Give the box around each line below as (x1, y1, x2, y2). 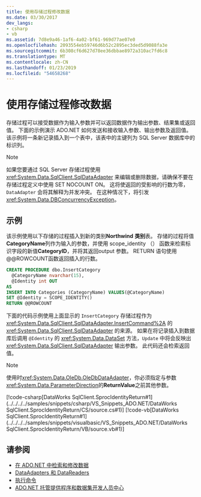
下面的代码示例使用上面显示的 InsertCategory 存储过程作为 (6, 312, 152, 319)
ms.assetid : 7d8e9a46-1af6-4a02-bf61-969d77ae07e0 (6, 37, 136, 43)
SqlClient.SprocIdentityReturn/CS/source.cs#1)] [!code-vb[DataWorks (6, 406, 179, 413)
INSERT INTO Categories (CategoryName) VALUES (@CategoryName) (6, 289, 165, 295)
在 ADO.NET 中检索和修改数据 (14, 461, 89, 469)
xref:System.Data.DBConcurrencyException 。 (6, 196, 120, 203)
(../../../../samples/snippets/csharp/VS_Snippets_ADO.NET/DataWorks (6, 400, 178, 407)
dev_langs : (6, 20, 34, 26)
